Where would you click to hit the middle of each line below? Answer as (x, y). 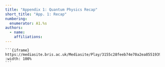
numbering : (16, 19)
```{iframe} (17, 50)
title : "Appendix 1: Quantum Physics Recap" (51, 10)
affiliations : (28, 37)
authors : (14, 28)
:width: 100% (18, 59)
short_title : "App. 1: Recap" (36, 14)
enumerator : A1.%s (28, 23)
